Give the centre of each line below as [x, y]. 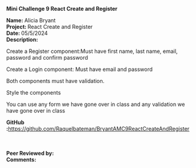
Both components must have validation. [55, 81]
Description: [22, 39]
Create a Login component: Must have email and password [79, 69]
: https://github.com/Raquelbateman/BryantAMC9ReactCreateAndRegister [98, 129]
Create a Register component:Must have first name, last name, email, [92, 51]
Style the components [34, 92]
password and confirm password [47, 58]
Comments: [21, 160]
